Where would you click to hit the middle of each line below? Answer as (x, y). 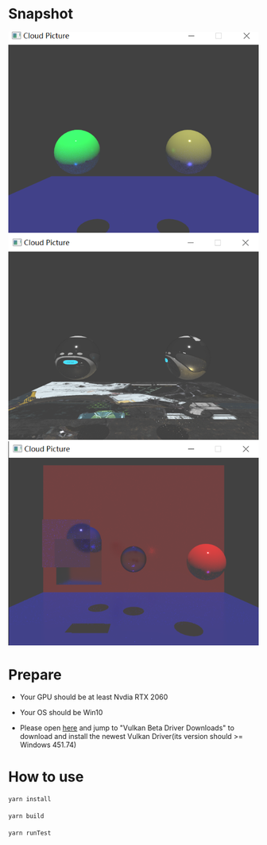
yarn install (30, 800)
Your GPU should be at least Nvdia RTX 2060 (94, 697)
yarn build (26, 816)
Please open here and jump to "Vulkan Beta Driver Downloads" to (127, 728)
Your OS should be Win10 (61, 713)
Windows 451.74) (48, 745)
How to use (46, 777)
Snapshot (41, 14)
